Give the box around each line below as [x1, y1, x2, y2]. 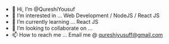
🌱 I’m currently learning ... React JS [11, 18, 99, 25]
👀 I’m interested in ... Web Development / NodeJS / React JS [11, 12, 159, 19]
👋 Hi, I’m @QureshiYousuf [11, 6, 76, 12]
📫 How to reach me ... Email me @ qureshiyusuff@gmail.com [11, 32, 163, 38]
